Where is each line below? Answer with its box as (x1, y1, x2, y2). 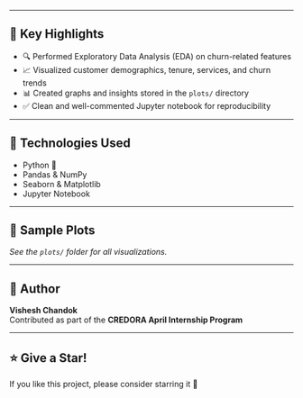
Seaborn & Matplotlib (22, 178, 101, 189)
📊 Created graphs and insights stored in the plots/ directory (22, 87, 250, 98)
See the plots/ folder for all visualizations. (9, 247, 168, 258)
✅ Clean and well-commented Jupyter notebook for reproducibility (22, 100, 271, 111)
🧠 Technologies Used (9, 136, 131, 151)
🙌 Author (9, 281, 60, 296)
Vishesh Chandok (9, 305, 78, 316)
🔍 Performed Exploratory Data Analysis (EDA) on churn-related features (22, 50, 291, 61)
